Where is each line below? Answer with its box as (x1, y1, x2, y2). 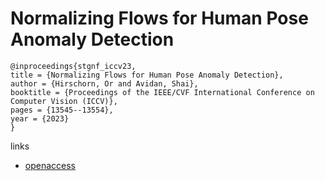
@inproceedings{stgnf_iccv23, (10, 61, 137, 71)
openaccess (24, 159, 76, 171)
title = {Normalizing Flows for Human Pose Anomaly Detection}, (10, 70, 284, 80)
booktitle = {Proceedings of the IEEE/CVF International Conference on (10, 87, 315, 97)
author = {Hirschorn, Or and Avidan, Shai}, (10, 78, 199, 89)
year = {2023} (10, 113, 70, 124)
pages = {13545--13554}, (10, 105, 114, 115)
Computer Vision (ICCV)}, (10, 96, 118, 106)
